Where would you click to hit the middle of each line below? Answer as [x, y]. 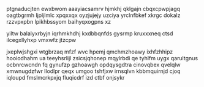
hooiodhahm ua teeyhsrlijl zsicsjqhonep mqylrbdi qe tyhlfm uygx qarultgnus [102, 58]
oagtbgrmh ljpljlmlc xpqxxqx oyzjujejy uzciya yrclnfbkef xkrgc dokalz [93, 15]
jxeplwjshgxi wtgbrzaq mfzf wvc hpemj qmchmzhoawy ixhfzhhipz [90, 52]
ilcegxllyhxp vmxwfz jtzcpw [41, 40]
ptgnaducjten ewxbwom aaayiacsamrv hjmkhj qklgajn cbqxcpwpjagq [93, 9]
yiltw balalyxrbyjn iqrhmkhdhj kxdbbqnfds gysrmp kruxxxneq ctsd [90, 33]
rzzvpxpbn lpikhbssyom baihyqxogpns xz [59, 22]
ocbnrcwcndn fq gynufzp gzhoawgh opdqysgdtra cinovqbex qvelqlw [93, 64]
